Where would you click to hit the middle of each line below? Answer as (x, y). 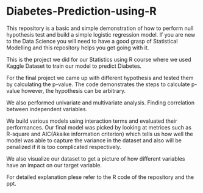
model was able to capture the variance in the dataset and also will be (94, 140)
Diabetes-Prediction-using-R (81, 11)
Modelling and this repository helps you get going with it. (78, 48)
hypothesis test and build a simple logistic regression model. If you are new (101, 34)
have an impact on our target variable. (54, 165)
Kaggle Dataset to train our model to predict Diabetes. (74, 66)
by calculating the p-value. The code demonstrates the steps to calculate (98, 84)
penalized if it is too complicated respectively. (64, 147)
